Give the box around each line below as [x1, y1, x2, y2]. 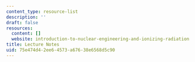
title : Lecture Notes [6, 42, 60, 48]
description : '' [6, 14, 46, 20]
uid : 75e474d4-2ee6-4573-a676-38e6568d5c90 [6, 47, 116, 53]
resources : [6, 25, 33, 31]
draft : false [6, 19, 39, 25]
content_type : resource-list [6, 8, 78, 15]
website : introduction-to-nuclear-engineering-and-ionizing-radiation [11, 36, 190, 42]
